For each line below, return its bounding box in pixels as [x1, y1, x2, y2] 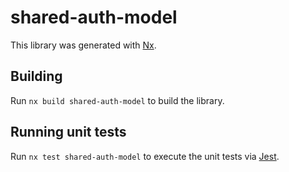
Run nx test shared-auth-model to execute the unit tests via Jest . [10, 150, 280, 162]
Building [10, 68, 63, 85]
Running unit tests [10, 124, 127, 141]
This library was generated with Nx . [10, 39, 157, 51]
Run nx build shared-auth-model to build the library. [10, 94, 225, 106]
